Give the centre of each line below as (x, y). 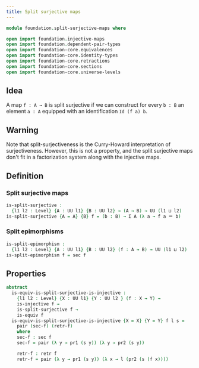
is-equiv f (30, 315)
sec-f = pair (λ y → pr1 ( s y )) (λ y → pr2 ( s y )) (81, 343)
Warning (22, 130)
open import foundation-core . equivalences (59, 50)
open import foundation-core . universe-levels (63, 72)
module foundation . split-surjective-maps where (66, 28)
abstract (17, 287)
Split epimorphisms (35, 231)
